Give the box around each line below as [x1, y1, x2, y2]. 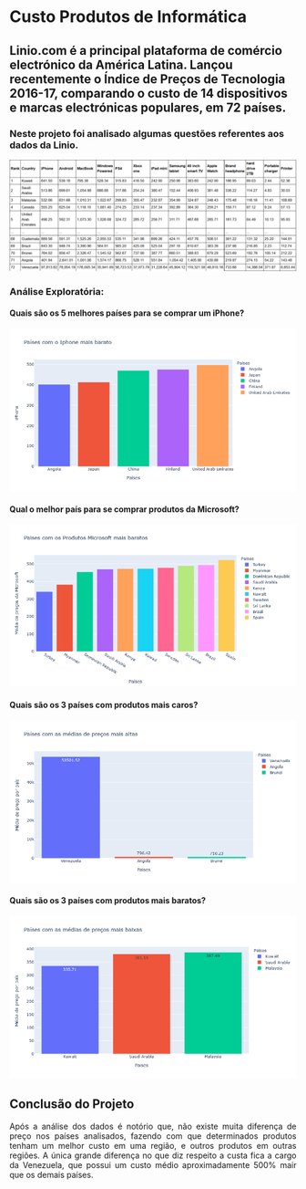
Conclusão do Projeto [9, 1097, 135, 1112]
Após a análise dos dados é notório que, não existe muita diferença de [9, 1121, 297, 1132]
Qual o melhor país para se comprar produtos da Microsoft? [9, 504, 240, 515]
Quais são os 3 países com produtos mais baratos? [9, 895, 207, 906]
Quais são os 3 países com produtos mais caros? [9, 699, 199, 710]
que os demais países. [9, 1169, 94, 1180]
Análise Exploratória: [9, 285, 105, 297]
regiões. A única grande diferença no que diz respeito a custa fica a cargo [9, 1150, 297, 1161]
